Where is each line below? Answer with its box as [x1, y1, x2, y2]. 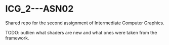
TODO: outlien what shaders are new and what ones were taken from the [5, 29, 157, 35]
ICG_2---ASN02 [5, 3, 74, 15]
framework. [5, 35, 29, 41]
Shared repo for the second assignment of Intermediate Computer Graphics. [5, 20, 164, 26]
